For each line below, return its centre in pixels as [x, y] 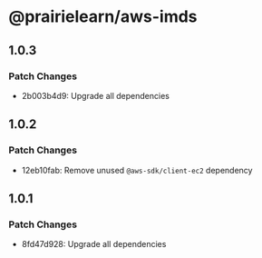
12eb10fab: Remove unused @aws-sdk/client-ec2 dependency [137, 170]
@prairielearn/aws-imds [103, 17]
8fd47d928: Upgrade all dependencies [94, 244]
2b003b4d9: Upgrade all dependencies [95, 95]
